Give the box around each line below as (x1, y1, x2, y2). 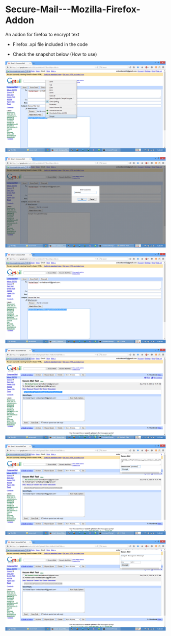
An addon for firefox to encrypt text (5, 31, 80, 37)
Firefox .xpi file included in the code (12, 41, 88, 47)
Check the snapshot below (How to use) (12, 51, 97, 57)
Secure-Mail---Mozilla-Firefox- (5, 4, 141, 15)
